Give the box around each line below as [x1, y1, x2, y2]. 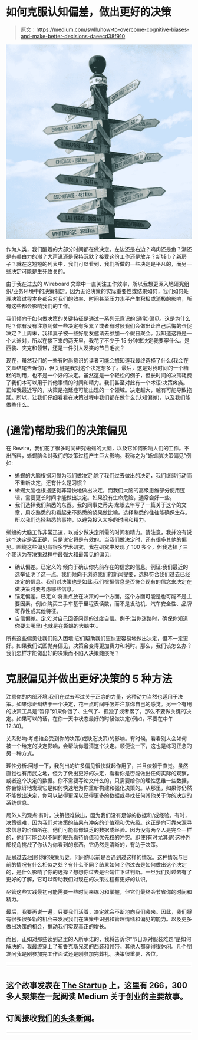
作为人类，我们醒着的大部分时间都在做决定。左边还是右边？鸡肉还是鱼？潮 [6, 245, 187, 252]
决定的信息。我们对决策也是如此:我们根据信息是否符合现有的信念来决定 [14, 578, 187, 585]
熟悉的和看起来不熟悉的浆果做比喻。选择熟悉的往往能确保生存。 [35, 508, 190, 516]
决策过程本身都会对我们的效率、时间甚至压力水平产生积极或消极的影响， [11, 295, 187, 302]
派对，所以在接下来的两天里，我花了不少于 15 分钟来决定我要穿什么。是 [16, 337, 190, 344]
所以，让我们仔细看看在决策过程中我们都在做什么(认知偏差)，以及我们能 [16, 393, 191, 401]
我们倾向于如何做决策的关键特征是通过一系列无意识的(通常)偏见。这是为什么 [6, 315, 191, 322]
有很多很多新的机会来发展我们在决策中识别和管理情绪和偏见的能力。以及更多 [6, 915, 192, 923]
